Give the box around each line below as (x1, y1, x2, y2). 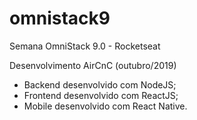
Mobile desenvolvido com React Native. (23, 100, 188, 112)
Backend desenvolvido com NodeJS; (23, 78, 177, 91)
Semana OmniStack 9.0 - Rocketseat (9, 40, 161, 52)
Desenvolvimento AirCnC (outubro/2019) (9, 59, 177, 71)
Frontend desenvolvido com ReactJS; (23, 89, 179, 101)
